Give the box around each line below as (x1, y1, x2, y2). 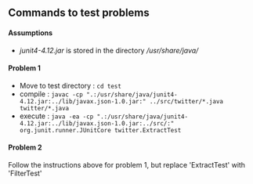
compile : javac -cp (19, 89, 84, 99)
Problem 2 (8, 143, 42, 152)
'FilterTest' (8, 168, 42, 178)
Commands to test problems (8, 6, 150, 20)
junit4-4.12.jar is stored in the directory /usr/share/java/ (19, 45, 199, 55)
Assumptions (8, 27, 53, 38)
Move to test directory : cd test (19, 81, 121, 90)
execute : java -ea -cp (19, 111, 94, 121)
